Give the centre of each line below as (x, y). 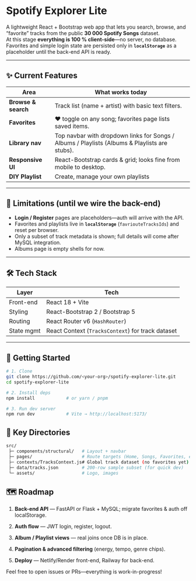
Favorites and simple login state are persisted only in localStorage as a (91, 46)
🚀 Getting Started (38, 358)
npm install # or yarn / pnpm (57, 398)
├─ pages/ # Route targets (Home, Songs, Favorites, (97, 456)
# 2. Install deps (28, 393)
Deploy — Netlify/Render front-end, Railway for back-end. (84, 561)
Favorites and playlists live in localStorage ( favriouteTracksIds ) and (97, 224)
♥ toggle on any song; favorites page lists (112, 119)
